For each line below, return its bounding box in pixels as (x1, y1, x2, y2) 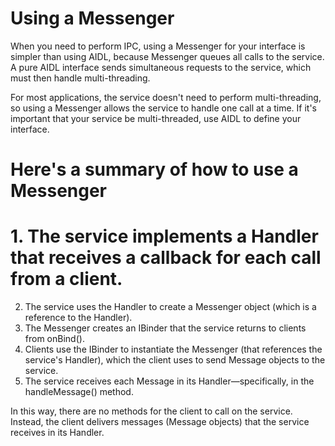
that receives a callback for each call (10, 247, 322, 269)
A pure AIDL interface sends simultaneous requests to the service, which (10, 61, 312, 73)
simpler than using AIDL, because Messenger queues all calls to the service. (10, 50, 325, 62)
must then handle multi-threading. (10, 72, 151, 84)
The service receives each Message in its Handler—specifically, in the (24, 375, 315, 387)
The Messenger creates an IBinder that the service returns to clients (24, 322, 307, 334)
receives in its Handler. (10, 427, 105, 439)
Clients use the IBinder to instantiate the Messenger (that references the (24, 343, 323, 356)
